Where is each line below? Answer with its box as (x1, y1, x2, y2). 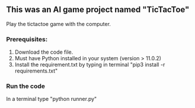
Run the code (6, 82, 46, 90)
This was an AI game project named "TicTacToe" (6, 5, 190, 15)
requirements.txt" (14, 67, 58, 74)
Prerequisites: (6, 35, 48, 43)
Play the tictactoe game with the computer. (6, 20, 111, 27)
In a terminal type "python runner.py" (6, 96, 97, 103)
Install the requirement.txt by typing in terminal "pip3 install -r (14, 61, 165, 68)
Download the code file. (14, 48, 73, 55)
